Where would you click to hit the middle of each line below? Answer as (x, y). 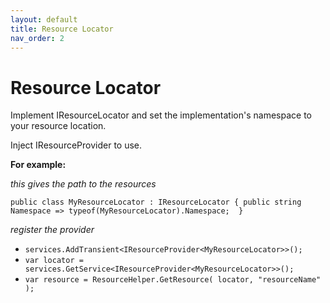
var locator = (54, 261)
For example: (38, 165)
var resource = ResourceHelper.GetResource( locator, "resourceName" (173, 280)
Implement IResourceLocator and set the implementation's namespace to (161, 115)
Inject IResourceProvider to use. (76, 145)
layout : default (44, 19)
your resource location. (58, 126)
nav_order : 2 (37, 38)
